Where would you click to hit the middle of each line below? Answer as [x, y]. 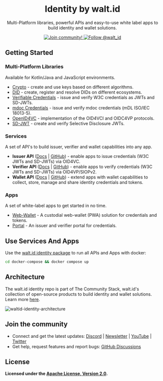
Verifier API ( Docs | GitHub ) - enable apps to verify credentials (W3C [82, 166]
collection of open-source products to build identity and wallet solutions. [79, 294]
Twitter [19, 341]
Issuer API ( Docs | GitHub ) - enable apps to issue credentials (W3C [80, 156]
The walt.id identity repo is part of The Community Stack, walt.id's [72, 289]
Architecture [25, 277]
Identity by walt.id [82, 9]
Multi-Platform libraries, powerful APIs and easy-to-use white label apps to [82, 23]
